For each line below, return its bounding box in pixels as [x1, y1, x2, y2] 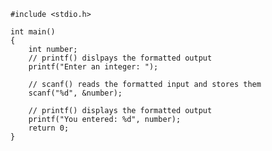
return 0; [28, 123, 70, 133]
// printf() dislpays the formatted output [28, 53, 213, 63]
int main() [10, 27, 56, 37]
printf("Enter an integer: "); [28, 62, 159, 72]
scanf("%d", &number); [28, 88, 123, 98]
